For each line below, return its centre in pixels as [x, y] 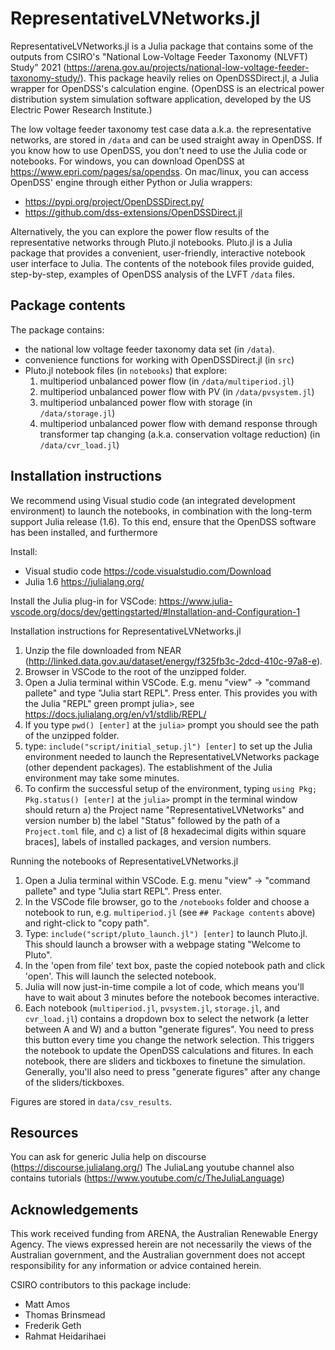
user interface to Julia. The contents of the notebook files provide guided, [162, 263]
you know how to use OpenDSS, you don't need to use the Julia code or [159, 150]
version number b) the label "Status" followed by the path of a [152, 820]
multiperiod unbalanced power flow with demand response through [178, 423]
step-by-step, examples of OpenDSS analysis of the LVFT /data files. [152, 274]
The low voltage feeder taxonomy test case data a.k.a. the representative [161, 129]
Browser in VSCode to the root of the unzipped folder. [135, 671]
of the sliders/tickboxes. [74, 1082]
